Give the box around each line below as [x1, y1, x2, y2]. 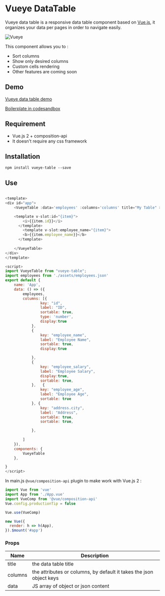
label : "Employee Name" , [40, 337, 91, 342]
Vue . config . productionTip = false [5, 501, 76, 506]
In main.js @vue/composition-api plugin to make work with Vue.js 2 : [5, 478, 142, 484]
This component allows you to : [5, 43, 69, 49]
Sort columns [12, 53, 40, 59]
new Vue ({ [5, 519, 26, 524]
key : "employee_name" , [40, 332, 87, 337]
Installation [5, 152, 40, 160]
